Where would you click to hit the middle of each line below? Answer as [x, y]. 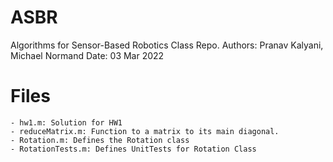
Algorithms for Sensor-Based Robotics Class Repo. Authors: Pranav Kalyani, [167, 45]
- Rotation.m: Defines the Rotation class [100, 140]
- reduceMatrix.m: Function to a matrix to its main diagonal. [145, 131]
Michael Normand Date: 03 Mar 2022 [87, 55]
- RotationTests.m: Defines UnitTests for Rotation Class [133, 149]
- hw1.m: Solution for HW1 [66, 122]
